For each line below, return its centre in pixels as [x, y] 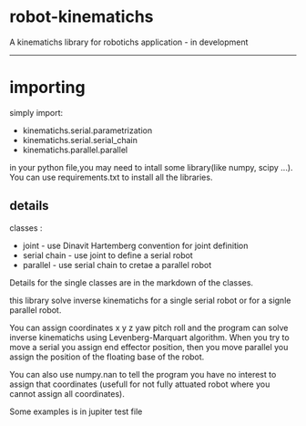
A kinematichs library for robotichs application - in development [129, 42]
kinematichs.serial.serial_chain [80, 140]
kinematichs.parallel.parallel [75, 150]
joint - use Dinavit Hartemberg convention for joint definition [135, 245]
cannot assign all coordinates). [67, 393]
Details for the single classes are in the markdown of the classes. [131, 282]
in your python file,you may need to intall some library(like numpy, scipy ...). [151, 167]
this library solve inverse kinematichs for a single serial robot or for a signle [150, 300]
